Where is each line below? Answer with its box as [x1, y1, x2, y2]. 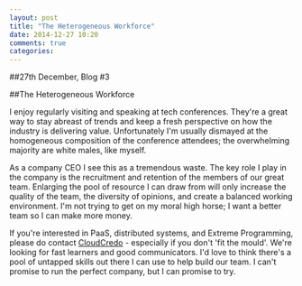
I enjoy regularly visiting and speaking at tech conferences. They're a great [9, 106, 288, 117]
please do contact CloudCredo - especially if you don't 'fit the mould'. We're [9, 237, 293, 248]
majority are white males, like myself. [9, 145, 147, 156]
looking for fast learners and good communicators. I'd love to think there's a [9, 247, 291, 258]
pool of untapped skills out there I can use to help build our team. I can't [9, 256, 277, 267]
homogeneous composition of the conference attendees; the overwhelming [9, 135, 290, 146]
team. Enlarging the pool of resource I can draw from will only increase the [9, 181, 287, 192]
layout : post [9, 13, 59, 23]
